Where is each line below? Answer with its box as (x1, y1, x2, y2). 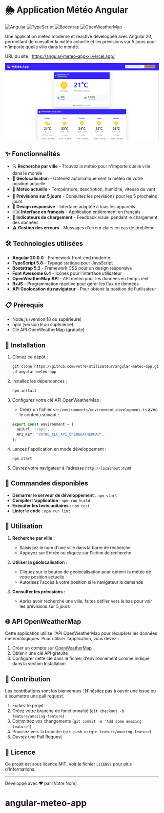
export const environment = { (12, 422, 74, 427)
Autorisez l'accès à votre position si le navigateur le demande (19, 579, 143, 585)
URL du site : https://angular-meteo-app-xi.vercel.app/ (5, 53, 115, 59)
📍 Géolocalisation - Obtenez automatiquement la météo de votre (12, 175, 143, 181)
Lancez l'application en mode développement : (12, 446, 106, 452)
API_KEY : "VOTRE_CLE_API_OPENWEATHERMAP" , (17, 432, 104, 437)
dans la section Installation (12, 661, 66, 667)
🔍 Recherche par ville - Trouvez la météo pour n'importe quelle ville (12, 163, 150, 169)
